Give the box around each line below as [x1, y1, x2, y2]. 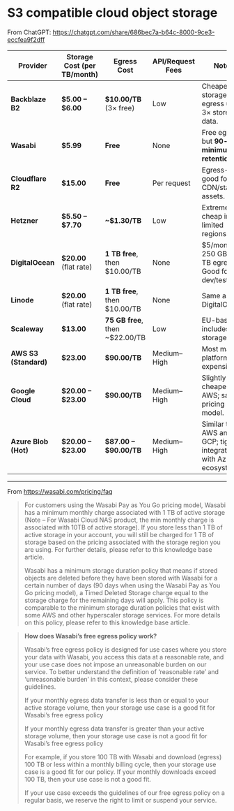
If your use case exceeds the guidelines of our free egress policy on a [24, 788, 225, 797]
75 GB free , [104, 315, 144, 325]
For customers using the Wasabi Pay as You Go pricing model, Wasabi [24, 501, 226, 509]
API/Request [152, 56, 195, 66]
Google [10, 386, 36, 395]
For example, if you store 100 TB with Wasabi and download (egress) [24, 752, 222, 761]
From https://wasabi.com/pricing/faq [7, 487, 113, 495]
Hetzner [10, 215, 38, 225]
